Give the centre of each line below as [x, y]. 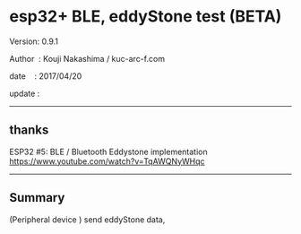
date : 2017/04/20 [46, 76]
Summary [37, 198]
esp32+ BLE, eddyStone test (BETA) [146, 17]
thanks [29, 130]
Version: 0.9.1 [34, 41]
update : [25, 93]
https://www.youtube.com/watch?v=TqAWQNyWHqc [107, 161]
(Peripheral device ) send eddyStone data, [87, 219]
